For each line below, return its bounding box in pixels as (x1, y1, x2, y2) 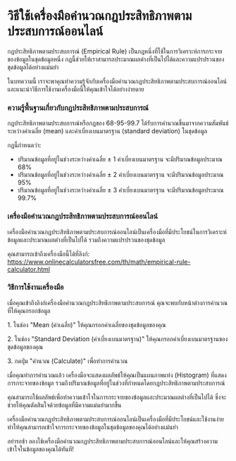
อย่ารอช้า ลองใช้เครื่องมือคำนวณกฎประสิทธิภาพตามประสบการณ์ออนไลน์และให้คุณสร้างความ (7, 436, 218, 445)
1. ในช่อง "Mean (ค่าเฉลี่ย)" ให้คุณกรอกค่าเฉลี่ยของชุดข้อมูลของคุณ (7, 320, 166, 328)
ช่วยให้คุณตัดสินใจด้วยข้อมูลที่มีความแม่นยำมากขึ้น (7, 400, 122, 409)
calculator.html (7, 265, 51, 273)
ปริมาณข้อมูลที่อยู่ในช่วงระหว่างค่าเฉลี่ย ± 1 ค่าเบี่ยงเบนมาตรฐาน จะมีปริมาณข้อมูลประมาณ (17, 155, 223, 164)
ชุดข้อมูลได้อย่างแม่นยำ (7, 63, 59, 71)
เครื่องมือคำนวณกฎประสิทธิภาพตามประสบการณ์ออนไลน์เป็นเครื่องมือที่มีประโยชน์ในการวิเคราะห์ (7, 227, 227, 236)
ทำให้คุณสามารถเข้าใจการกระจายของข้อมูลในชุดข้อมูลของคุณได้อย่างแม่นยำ (7, 422, 178, 431)
